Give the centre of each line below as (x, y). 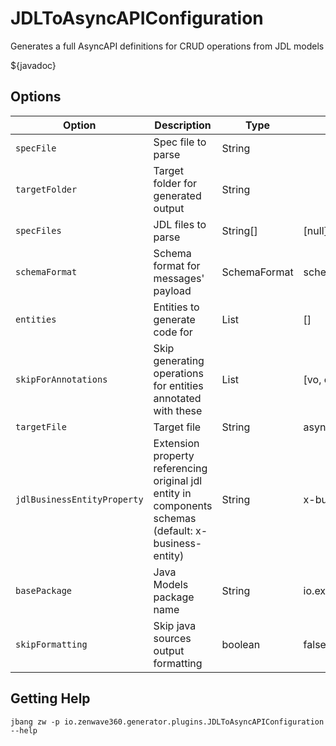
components (183, 505)
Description (183, 125)
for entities (178, 385)
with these (178, 410)
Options (36, 97)
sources (172, 638)
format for (177, 265)
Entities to (176, 307)
